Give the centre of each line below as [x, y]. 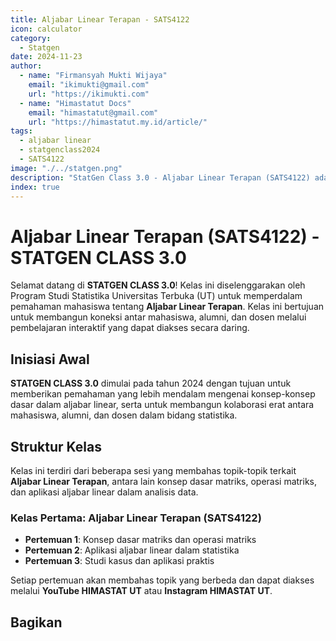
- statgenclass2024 [60, 150]
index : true [35, 187]
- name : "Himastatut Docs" [75, 103]
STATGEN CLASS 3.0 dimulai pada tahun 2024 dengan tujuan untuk [151, 383]
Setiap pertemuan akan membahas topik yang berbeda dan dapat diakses [162, 580]
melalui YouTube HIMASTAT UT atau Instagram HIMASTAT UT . [141, 591]
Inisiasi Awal [50, 359]
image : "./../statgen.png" [66, 168]
